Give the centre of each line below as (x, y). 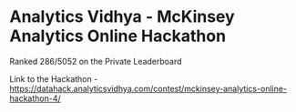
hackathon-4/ (35, 98)
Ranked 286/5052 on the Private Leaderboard (96, 61)
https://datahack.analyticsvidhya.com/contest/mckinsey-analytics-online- (148, 88)
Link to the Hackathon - (54, 78)
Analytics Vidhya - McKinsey (122, 17)
